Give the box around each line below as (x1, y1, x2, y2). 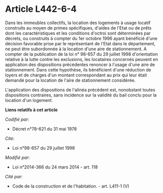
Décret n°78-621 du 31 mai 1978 (12, 126, 77, 131)
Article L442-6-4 (5, 3, 77, 15)
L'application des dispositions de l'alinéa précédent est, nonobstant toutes (5, 87, 156, 93)
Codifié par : (5, 116, 29, 122)
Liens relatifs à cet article (5, 107, 58, 113)
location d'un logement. (5, 97, 53, 103)
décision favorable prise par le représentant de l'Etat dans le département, (5, 40, 156, 46)
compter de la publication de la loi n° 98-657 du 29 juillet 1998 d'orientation (5, 51, 158, 57)
